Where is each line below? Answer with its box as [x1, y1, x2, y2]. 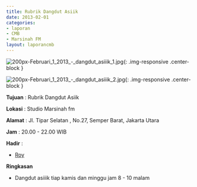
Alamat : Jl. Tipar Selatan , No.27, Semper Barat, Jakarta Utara [6, 116, 160, 123]
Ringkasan [6, 163, 33, 170]
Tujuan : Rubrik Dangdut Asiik [6, 93, 80, 101]
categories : [6, 20, 36, 26]
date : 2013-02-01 [6, 14, 49, 20]
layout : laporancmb [6, 42, 55, 48]
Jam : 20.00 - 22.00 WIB [6, 128, 67, 135]
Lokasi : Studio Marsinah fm [6, 105, 75, 112]
